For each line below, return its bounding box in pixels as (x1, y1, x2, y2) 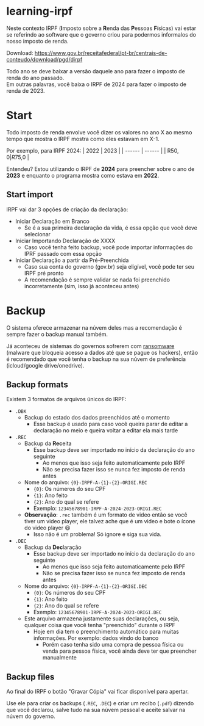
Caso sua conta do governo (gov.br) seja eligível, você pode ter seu (24, 263, 195, 270)
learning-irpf (6, 4, 73, 18)
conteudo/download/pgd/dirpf (6, 56, 83, 63)
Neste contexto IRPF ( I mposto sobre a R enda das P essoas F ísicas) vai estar (6, 24, 197, 32)
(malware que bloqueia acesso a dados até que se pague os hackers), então (6, 349, 199, 356)
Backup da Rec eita (24, 440, 72, 447)
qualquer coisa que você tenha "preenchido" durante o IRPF (24, 622, 175, 629)
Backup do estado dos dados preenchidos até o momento (24, 414, 171, 421)
